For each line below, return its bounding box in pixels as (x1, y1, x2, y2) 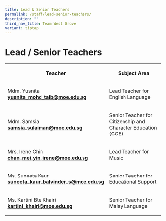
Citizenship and (109, 118, 145, 125)
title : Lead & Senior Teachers (5, 7, 70, 12)
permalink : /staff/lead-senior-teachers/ (5, 12, 92, 17)
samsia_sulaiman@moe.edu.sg (7, 124, 83, 131)
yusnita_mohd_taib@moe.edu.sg (7, 94, 87, 101)
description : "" (5, 16, 39, 21)
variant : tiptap (5, 26, 39, 31)
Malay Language (109, 203, 148, 210)
